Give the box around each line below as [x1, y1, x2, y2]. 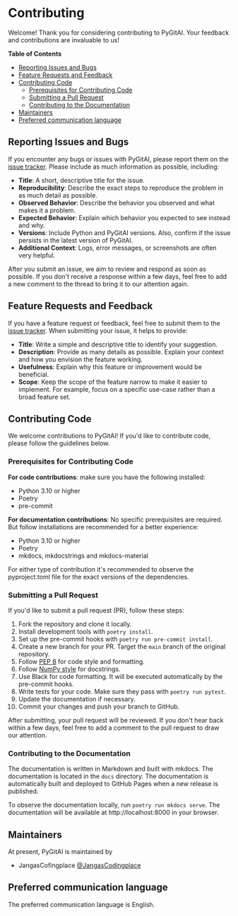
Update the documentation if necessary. [18, 694, 136, 703]
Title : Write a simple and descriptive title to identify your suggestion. [18, 340, 218, 349]
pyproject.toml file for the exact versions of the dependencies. [8, 572, 190, 581]
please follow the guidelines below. [8, 439, 110, 447]
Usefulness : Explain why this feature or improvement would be [18, 362, 202, 371]
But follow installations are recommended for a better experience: [8, 522, 199, 531]
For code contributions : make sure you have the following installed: [8, 473, 206, 481]
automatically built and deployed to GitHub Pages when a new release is [8, 780, 218, 788]
